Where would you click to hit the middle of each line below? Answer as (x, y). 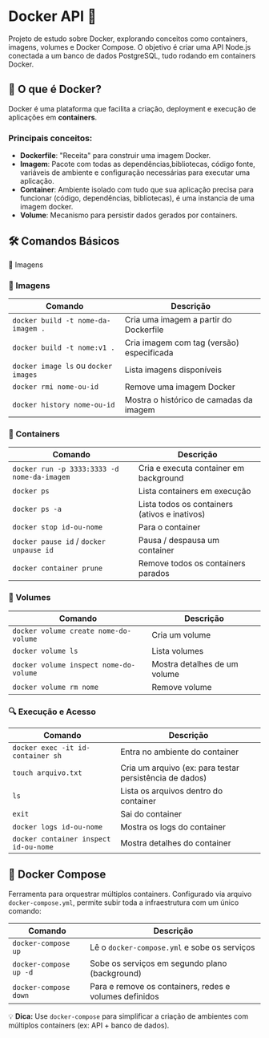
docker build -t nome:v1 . (64, 348)
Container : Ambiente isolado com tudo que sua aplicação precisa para (137, 190)
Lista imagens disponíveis (173, 370)
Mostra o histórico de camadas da (189, 400)
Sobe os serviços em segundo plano (159, 963)
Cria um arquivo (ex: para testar (180, 768)
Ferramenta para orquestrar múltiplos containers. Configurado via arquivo (130, 894)
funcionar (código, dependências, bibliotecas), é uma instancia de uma (137, 198)
